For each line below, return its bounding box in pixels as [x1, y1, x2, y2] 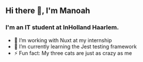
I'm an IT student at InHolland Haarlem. [5, 23, 120, 32]
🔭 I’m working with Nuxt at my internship [13, 36, 113, 44]
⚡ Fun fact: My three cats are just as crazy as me [13, 49, 132, 56]
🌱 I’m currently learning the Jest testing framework [13, 43, 137, 50]
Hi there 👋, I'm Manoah [5, 6, 90, 16]
